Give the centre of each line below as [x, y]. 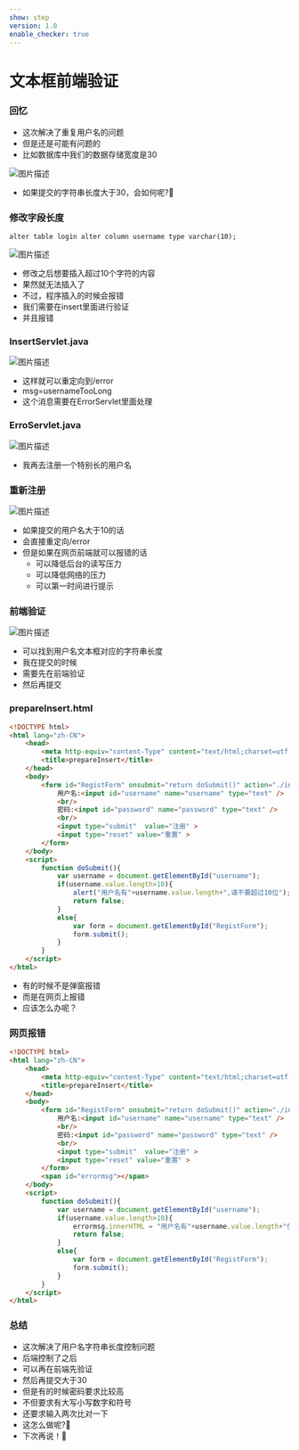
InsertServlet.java [49, 342]
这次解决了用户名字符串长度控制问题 [89, 1347]
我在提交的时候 [49, 663]
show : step [29, 17]
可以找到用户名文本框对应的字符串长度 [92, 651]
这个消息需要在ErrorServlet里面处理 [87, 401]
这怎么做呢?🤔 [46, 1424]
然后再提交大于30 [54, 1380]
